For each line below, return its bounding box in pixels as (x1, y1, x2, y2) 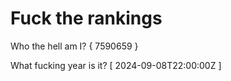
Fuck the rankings (10, 7, 163, 30)
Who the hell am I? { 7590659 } (10, 40, 139, 52)
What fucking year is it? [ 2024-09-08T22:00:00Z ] (10, 59, 222, 71)
